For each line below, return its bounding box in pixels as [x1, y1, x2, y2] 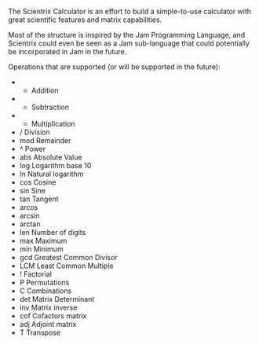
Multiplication [31, 119, 76, 128]
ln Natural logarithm [19, 169, 84, 178]
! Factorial [19, 270, 53, 278]
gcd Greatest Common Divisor [19, 253, 118, 262]
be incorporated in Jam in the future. [8, 47, 127, 56]
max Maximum [19, 236, 67, 245]
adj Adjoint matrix [19, 320, 77, 328]
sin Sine [19, 186, 46, 195]
